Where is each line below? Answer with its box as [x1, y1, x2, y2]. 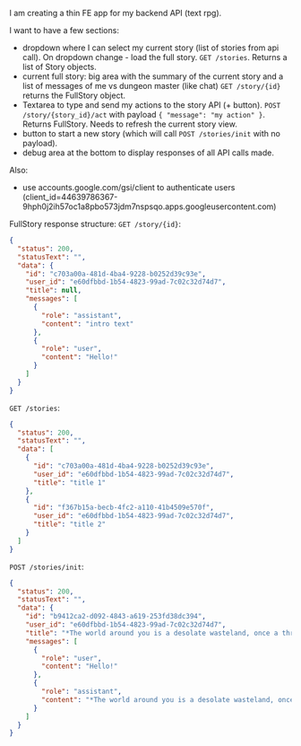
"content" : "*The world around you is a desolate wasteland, [41, 695, 275, 704]
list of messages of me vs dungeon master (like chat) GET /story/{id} [21, 81, 281, 91]
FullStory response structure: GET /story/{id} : [9, 219, 182, 229]
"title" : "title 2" [32, 520, 106, 529]
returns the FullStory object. [21, 90, 125, 101]
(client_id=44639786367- [21, 192, 118, 202]
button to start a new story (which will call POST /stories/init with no [21, 128, 280, 138]
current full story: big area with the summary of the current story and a [21, 71, 284, 82]
